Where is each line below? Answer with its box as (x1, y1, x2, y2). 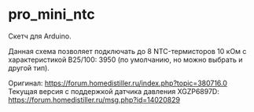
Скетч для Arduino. (8, 31, 72, 41)
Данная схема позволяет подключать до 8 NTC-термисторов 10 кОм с (8, 46, 247, 56)
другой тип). (8, 63, 50, 72)
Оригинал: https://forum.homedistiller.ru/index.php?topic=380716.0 (8, 78, 228, 88)
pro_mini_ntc (8, 5, 96, 23)
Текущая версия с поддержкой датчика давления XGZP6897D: (8, 86, 220, 96)
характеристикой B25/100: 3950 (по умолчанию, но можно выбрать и (8, 55, 243, 64)
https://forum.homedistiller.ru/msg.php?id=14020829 (8, 95, 181, 104)
